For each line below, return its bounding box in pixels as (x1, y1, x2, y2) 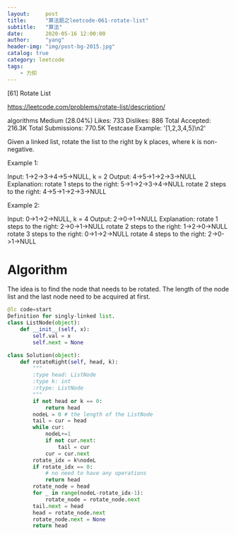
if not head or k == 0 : (33, 397, 102, 404)
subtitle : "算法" (7, 23, 63, 30)
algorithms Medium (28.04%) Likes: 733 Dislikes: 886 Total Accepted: (7, 116, 211, 124)
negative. (7, 145, 35, 153)
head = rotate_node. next (33, 509, 106, 516)
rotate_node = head (33, 483, 90, 491)
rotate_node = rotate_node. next (45, 495, 141, 503)
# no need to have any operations (45, 470, 147, 477)
